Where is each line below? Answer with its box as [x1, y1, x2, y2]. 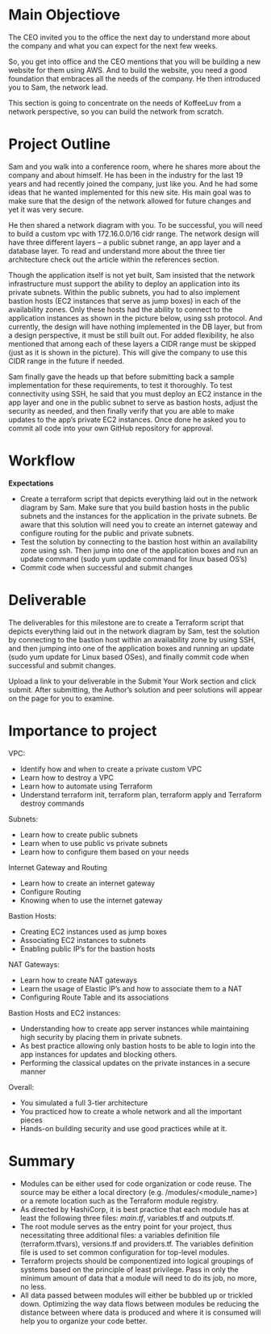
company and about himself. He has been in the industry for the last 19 [8, 170, 244, 179]
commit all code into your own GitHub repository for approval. [8, 423, 214, 433]
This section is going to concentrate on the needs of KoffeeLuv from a [8, 98, 242, 107]
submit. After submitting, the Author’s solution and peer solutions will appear [8, 684, 263, 694]
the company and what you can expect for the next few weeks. [8, 40, 218, 50]
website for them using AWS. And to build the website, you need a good [8, 65, 248, 74]
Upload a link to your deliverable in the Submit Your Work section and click [8, 676, 256, 686]
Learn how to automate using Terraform [19, 781, 153, 791]
